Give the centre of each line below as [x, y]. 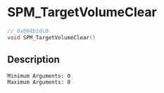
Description [33, 60]
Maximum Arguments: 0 [39, 82]
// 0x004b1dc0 [28, 31]
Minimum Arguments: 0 [39, 76]
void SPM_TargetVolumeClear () [52, 37]
